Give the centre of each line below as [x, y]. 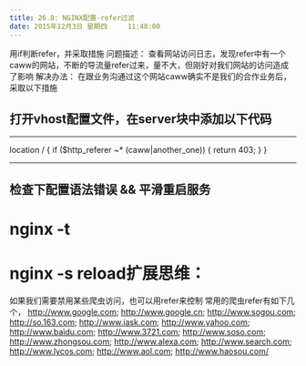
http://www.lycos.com [51, 351]
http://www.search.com [245, 341]
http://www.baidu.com [51, 331]
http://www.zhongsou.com [60, 341]
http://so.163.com [42, 322]
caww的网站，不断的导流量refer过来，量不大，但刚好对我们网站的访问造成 [149, 65]
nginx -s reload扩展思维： [108, 274]
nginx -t [40, 229]
